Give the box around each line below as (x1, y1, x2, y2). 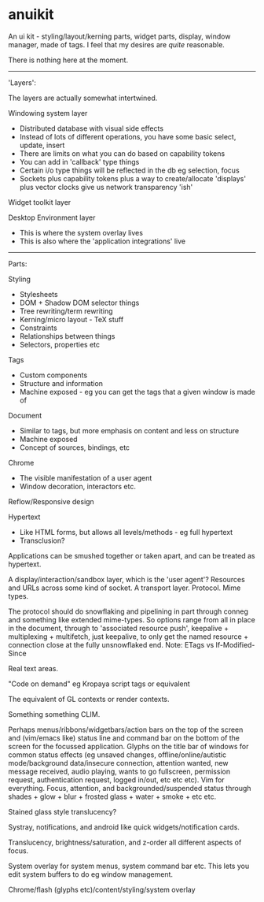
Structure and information (19, 378, 104, 388)
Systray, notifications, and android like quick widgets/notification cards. (8, 822, 240, 832)
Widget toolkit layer (8, 197, 71, 206)
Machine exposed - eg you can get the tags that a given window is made (19, 387, 255, 396)
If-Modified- (215, 640, 255, 649)
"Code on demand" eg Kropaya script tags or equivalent (8, 679, 190, 689)
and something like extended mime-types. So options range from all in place (8, 614, 255, 624)
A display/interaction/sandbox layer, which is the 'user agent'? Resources (8, 574, 245, 584)
